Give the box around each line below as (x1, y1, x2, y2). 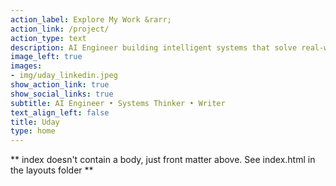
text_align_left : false (10, 107, 110, 118)
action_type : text (10, 33, 87, 43)
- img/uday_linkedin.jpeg (10, 71, 118, 81)
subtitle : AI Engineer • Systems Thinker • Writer (10, 98, 226, 108)
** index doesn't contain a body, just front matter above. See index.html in (10, 154, 316, 166)
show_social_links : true (10, 89, 114, 99)
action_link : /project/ (10, 24, 110, 34)
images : (10, 61, 43, 71)
